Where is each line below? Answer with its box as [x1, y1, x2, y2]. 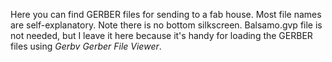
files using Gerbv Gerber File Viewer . [10, 40, 162, 52]
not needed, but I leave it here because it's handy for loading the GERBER [10, 30, 313, 41]
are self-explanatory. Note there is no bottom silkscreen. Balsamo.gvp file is [10, 19, 323, 31]
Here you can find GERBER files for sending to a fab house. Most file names [10, 9, 322, 20]
